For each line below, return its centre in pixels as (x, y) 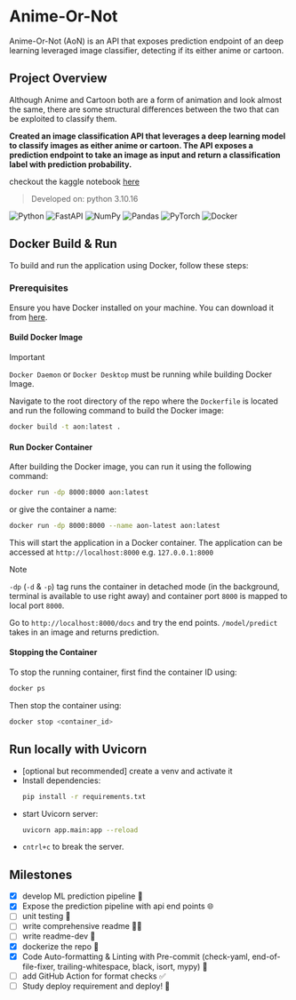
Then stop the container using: (65, 705)
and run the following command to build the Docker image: (117, 411)
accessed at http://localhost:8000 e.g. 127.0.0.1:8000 (112, 552)
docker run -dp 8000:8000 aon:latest (79, 492)
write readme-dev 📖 (59, 936)
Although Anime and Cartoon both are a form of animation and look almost (146, 100)
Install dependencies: (61, 780)
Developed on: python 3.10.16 (84, 198)
